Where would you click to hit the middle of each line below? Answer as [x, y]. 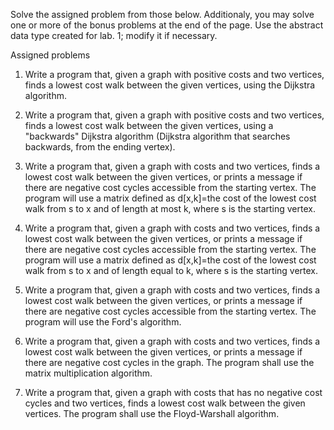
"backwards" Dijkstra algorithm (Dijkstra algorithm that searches [157, 136]
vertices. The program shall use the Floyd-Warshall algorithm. [152, 413]
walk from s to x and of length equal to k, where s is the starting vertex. [171, 270]
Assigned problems [50, 55]
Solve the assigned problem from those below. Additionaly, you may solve [162, 14]
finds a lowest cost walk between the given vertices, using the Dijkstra [170, 85]
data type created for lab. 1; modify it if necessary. [114, 35]
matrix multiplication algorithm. [88, 373]
